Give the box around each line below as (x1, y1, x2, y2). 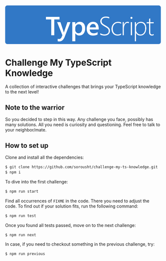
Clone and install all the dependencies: (5, 154, 84, 161)
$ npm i (5, 170, 21, 174)
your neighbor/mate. (5, 127, 47, 133)
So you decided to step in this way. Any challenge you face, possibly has (5, 117, 153, 123)
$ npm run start (5, 189, 39, 194)
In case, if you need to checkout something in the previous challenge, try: (5, 241, 155, 247)
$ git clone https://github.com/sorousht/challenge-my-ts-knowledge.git (5, 165, 158, 170)
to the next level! (5, 89, 39, 95)
